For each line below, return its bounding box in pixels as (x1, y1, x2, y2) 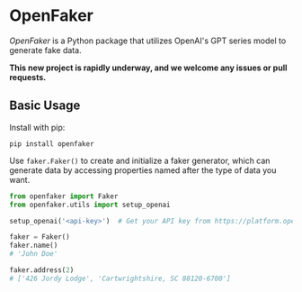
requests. (9, 71, 47, 82)
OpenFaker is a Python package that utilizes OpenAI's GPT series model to (9, 35, 287, 46)
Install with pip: (9, 122, 66, 132)
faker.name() (9, 241, 58, 251)
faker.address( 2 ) (9, 266, 75, 275)
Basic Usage (9, 98, 81, 114)
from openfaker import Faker (9, 191, 119, 201)
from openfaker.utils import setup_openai (9, 200, 171, 209)
